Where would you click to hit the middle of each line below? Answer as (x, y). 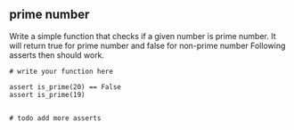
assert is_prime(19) (48, 94)
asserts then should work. (57, 55)
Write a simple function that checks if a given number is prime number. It (143, 36)
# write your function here (61, 71)
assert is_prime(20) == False (65, 87)
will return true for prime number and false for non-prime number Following (147, 45)
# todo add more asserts (55, 118)
